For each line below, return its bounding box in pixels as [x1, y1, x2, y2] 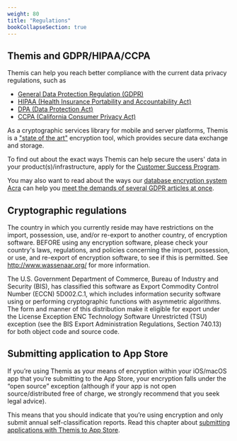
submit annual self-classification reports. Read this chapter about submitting [7, 418, 230, 426]
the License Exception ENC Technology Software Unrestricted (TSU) [7, 313, 207, 320]
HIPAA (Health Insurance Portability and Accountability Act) [17, 97, 192, 106]
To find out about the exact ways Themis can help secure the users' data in [7, 155, 227, 164]
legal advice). [7, 396, 47, 405]
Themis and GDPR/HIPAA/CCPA [7, 50, 151, 62]
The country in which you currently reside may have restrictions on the [7, 223, 214, 231]
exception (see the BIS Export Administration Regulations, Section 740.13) [7, 320, 221, 328]
